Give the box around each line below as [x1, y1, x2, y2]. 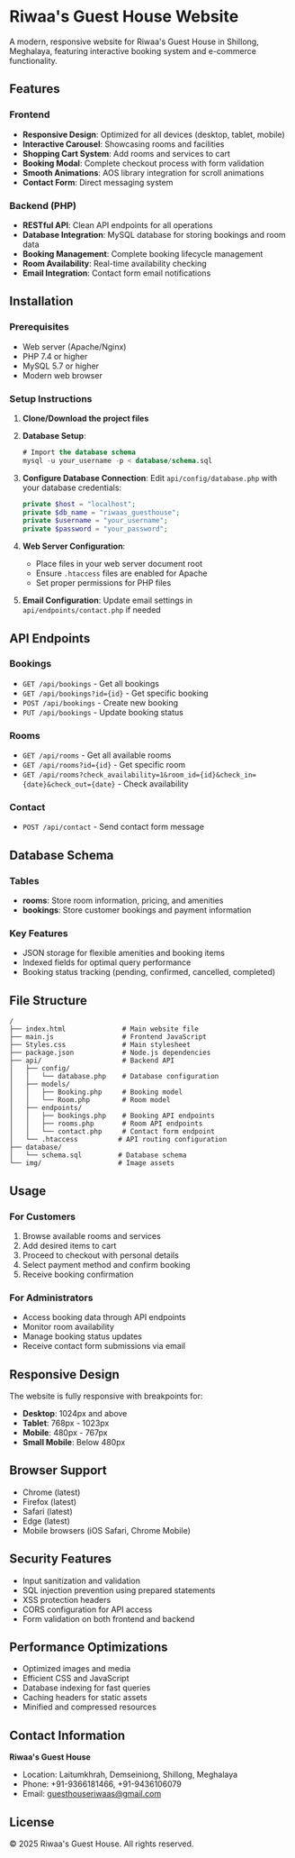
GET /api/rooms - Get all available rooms [22, 750, 172, 761]
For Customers [9, 1210, 76, 1223]
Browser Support [9, 1462, 108, 1479]
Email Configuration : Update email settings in [22, 595, 193, 606]
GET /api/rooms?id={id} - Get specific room [22, 760, 186, 770]
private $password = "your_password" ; [22, 524, 168, 533]
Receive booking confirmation [22, 1269, 134, 1280]
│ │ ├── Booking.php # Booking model [9, 1088, 183, 1097]
